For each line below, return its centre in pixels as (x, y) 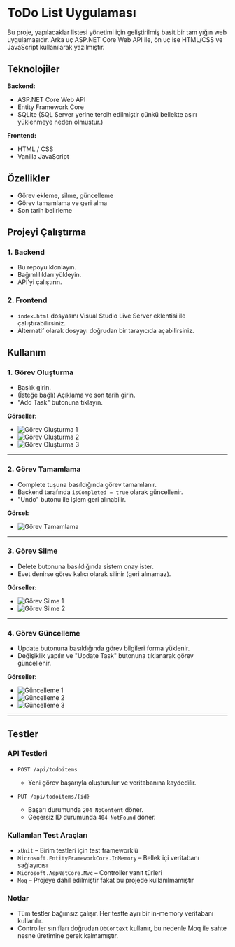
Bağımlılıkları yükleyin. (49, 275)
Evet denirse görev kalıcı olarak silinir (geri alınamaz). (94, 574)
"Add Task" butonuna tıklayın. (60, 402)
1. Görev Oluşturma (41, 372)
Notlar (18, 899)
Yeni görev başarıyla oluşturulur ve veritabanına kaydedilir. (112, 783)
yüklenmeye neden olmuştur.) (60, 122)
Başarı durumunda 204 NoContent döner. (86, 809)
